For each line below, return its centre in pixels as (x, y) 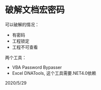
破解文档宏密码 (35, 10)
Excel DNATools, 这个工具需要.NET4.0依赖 (54, 73)
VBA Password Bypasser (37, 67)
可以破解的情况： (22, 24)
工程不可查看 (25, 47)
